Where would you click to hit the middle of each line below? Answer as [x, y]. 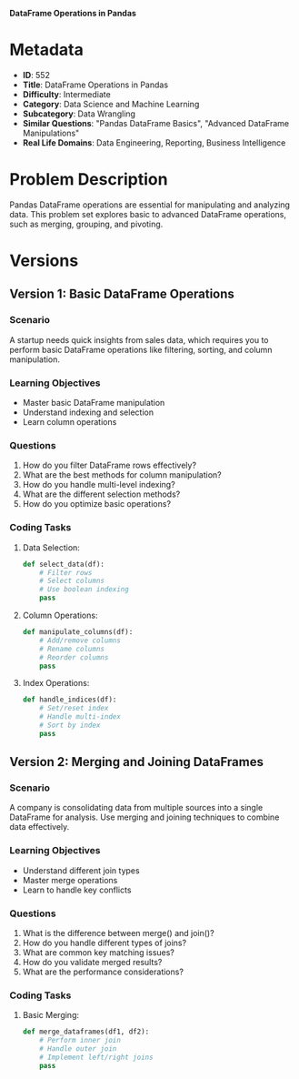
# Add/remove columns [80, 640]
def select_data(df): [63, 564]
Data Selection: [51, 547]
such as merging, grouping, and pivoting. [86, 224]
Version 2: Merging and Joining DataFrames [136, 762]
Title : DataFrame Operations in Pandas [95, 85]
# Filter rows [66, 572]
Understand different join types [81, 870]
